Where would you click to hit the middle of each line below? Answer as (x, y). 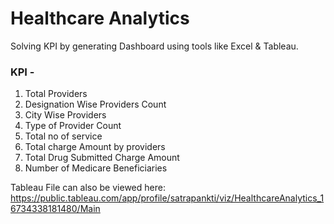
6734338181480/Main (55, 209)
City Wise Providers (65, 115)
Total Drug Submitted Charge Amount (102, 158)
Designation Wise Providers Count (95, 104)
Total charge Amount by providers (95, 147)
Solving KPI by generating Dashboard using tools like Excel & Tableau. (154, 46)
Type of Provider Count (73, 126)
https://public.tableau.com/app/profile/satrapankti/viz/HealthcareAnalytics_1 (167, 198)
